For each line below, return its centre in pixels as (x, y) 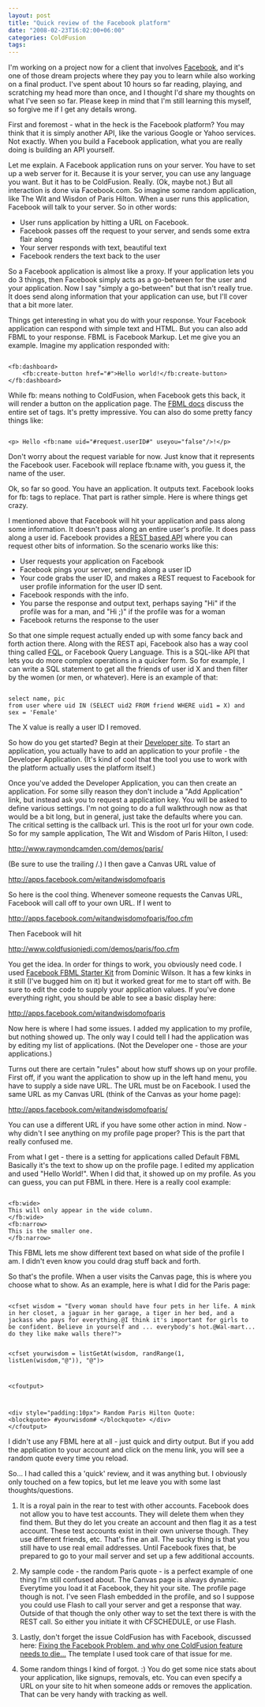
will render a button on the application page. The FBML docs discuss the (126, 404)
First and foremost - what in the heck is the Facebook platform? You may (127, 125)
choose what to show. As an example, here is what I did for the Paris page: (129, 1285)
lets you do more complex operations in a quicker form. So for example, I (126, 661)
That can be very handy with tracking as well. (93, 1694)
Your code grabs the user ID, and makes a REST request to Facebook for (137, 578)
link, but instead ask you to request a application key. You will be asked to (128, 800)
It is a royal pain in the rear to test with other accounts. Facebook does (134, 1505)
